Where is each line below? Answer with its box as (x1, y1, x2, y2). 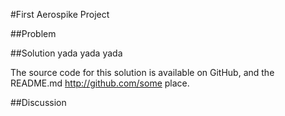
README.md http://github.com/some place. (10, 77, 190, 89)
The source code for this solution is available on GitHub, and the (10, 67, 275, 78)
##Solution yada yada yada (10, 47, 123, 59)
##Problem (10, 28, 57, 39)
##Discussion (10, 97, 67, 108)
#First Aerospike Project (10, 9, 110, 20)
